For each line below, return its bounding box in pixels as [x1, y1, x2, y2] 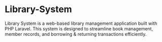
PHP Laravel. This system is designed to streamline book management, [5, 25, 153, 31]
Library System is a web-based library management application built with [5, 20, 157, 26]
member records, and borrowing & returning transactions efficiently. [5, 31, 147, 37]
